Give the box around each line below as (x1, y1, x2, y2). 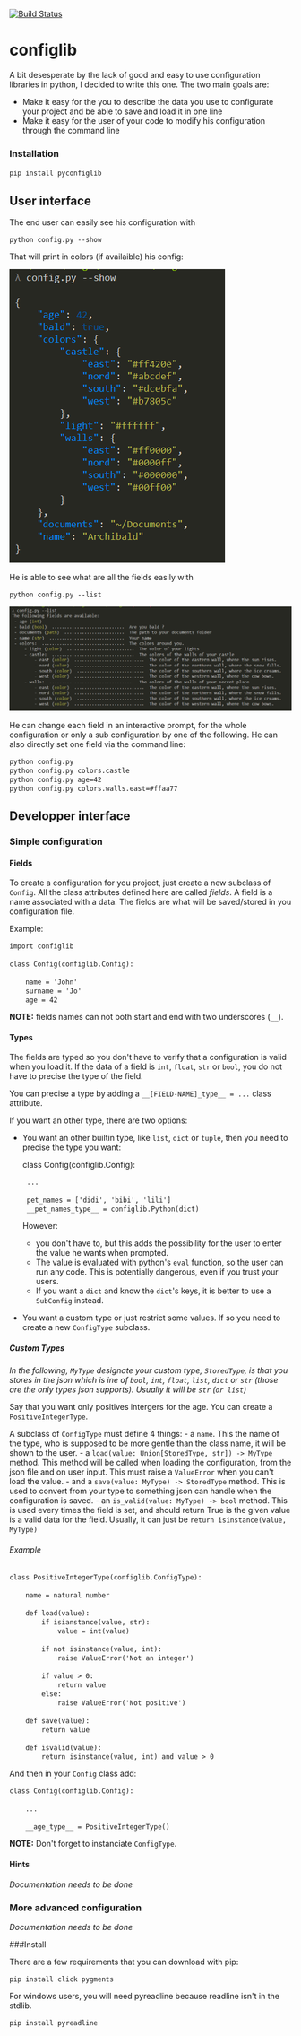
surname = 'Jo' (25, 987, 82, 996)
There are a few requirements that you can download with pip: (9, 1956, 239, 1967)
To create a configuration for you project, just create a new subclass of (9, 877, 271, 888)
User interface (9, 193, 91, 208)
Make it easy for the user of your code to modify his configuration (21, 115, 266, 126)
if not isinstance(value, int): (41, 1645, 163, 1654)
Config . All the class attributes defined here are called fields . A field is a (9, 887, 273, 898)
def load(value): (25, 1609, 90, 1618)
